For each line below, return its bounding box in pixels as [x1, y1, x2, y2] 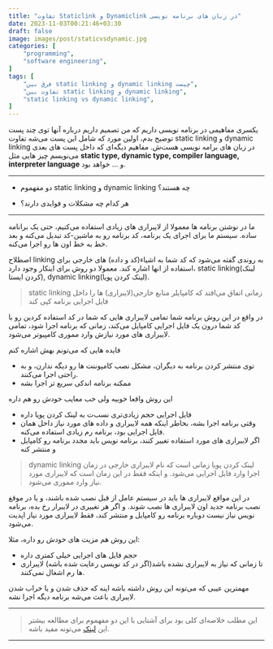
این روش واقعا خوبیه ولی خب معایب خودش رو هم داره [8, 394, 173, 404]
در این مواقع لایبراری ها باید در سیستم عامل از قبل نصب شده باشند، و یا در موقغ [8, 493, 250, 503]
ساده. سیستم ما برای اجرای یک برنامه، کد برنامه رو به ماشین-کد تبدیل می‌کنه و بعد [8, 231, 258, 240]
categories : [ [8, 42, 57, 50]
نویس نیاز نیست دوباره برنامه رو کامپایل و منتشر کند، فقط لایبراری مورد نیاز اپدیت [8, 510, 255, 520]
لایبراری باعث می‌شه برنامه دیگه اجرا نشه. [8, 592, 136, 602]
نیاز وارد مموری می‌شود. [28, 477, 102, 487]
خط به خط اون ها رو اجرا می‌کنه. [8, 239, 108, 249]
